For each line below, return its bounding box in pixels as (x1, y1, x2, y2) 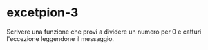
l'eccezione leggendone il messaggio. (6, 34, 115, 42)
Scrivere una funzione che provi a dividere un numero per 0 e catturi (6, 27, 202, 36)
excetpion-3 (6, 5, 79, 21)
